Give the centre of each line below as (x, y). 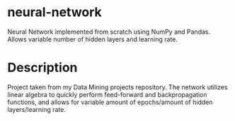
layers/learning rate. (36, 109)
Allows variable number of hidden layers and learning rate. (93, 39)
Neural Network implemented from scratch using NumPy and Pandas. (109, 32)
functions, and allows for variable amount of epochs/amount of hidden (110, 102)
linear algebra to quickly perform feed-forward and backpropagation (107, 94)
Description (42, 68)
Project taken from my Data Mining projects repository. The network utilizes (117, 87)
